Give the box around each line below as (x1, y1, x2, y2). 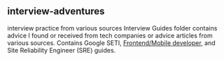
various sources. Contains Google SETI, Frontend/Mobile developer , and (7, 38, 216, 47)
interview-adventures (7, 6, 105, 17)
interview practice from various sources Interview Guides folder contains (7, 24, 218, 32)
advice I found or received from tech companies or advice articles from (7, 31, 213, 40)
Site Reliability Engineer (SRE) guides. (7, 46, 116, 54)
